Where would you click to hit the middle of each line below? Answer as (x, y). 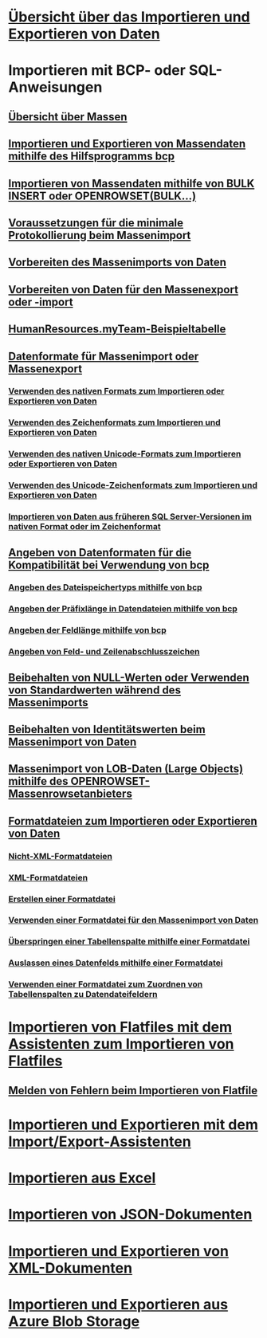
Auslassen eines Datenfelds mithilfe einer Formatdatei (116, 963)
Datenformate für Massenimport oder (104, 356)
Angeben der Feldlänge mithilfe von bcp (87, 630)
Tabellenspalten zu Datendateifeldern (83, 995)
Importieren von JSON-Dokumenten (130, 1214)
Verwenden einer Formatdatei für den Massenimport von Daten (133, 920)
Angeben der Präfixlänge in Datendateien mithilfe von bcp (123, 609)
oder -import (41, 302)
